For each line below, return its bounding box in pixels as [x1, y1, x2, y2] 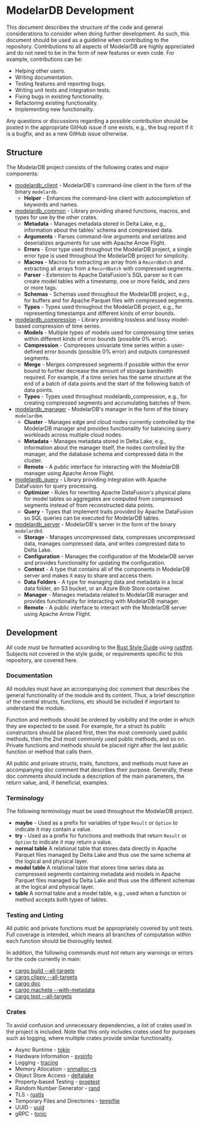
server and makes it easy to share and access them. [23, 571, 153, 579]
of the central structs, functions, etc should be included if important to [6, 698, 180, 705]
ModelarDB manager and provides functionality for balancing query [23, 425, 191, 432]
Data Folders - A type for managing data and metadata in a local [23, 578, 184, 585]
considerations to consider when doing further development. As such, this [6, 30, 190, 37]
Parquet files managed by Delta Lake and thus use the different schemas [14, 877, 195, 884]
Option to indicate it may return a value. [14, 838, 113, 846]
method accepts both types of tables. [14, 896, 108, 903]
